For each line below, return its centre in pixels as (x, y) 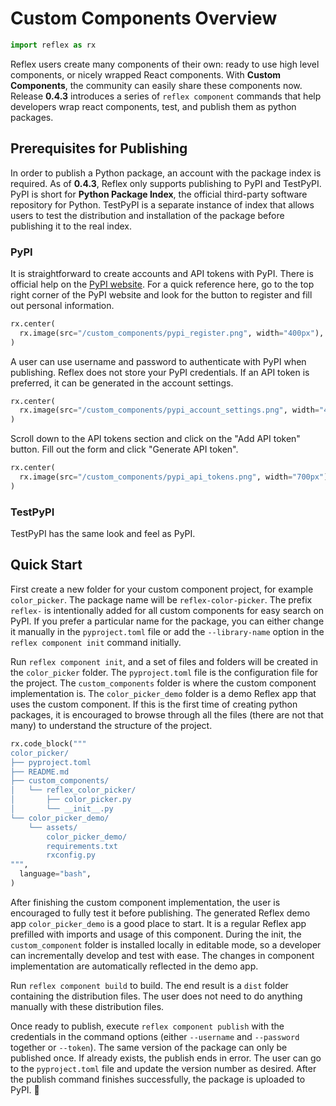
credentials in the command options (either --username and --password (155, 1036)
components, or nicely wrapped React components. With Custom (146, 74)
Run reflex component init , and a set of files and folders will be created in (164, 661)
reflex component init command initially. (96, 642)
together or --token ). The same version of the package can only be (149, 1047)
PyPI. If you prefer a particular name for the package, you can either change (167, 621)
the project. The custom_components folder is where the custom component (163, 683)
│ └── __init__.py (62, 809)
